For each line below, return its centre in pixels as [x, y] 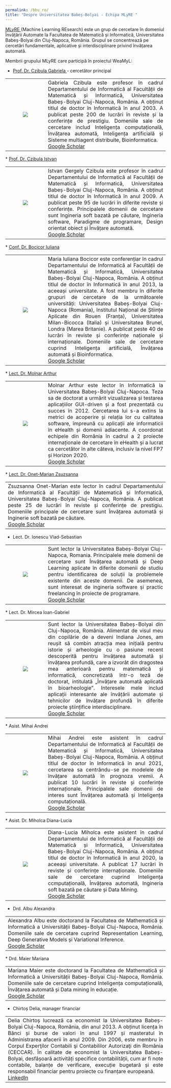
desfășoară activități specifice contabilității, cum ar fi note [94, 1058]
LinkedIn [18, 1077]
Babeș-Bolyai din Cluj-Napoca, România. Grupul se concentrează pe [77, 40]
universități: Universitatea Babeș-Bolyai [98, 303]
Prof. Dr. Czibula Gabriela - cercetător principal [62, 71]
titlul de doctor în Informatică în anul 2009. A [106, 196]
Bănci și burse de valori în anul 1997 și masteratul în [85, 1033]
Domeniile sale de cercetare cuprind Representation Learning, [85, 933]
